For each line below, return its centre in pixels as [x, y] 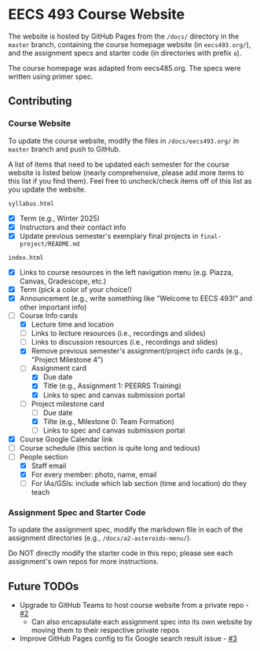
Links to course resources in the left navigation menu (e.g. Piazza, [126, 272]
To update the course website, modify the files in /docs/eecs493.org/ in [124, 141]
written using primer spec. [51, 76]
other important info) [53, 307]
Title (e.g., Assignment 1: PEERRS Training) [112, 386]
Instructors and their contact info [73, 227]
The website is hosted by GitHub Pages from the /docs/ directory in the [124, 36]
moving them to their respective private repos [105, 631]
